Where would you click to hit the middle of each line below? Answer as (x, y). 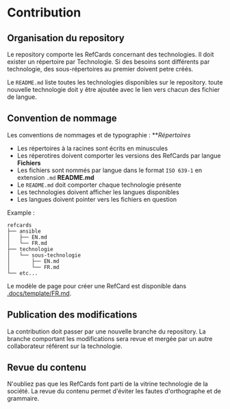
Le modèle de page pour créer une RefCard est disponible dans (97, 285)
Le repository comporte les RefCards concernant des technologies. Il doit (111, 54)
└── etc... (23, 273)
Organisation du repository (66, 38)
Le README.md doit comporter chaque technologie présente (99, 185)
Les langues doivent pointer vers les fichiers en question (97, 199)
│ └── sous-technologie (44, 255)
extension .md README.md (55, 177)
